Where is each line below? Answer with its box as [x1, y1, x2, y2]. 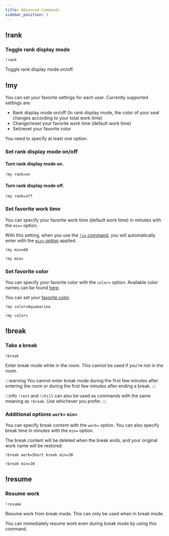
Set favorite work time [5, 205, 61, 212]
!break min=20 [5, 461, 35, 466]
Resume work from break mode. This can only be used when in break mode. [5, 510, 164, 516]
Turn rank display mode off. [5, 183, 65, 189]
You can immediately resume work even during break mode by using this [5, 520, 157, 526]
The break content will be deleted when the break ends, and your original [5, 437, 158, 443]
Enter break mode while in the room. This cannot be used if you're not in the [5, 362, 163, 368]
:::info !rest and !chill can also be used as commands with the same [5, 392, 151, 398]
